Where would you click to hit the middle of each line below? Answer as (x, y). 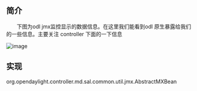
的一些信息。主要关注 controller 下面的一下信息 (64, 34)
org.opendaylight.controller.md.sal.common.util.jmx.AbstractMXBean (92, 81)
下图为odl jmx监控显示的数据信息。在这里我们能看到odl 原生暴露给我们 (104, 27)
